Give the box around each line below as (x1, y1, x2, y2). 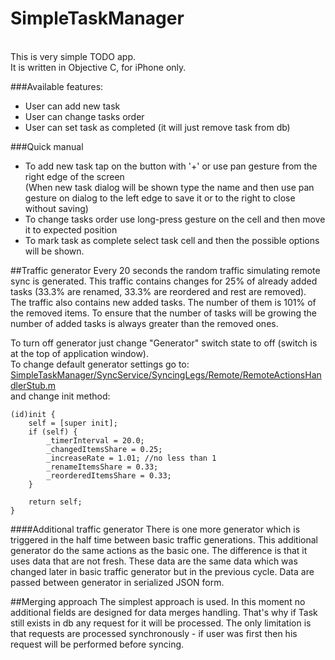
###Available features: (10, 80, 104, 92)
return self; (28, 497, 83, 507)
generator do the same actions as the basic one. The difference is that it (10, 544, 308, 556)
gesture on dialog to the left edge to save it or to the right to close (24, 192, 296, 204)
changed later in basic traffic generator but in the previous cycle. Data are (10, 565, 315, 577)
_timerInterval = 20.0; (46, 435, 145, 446)
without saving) (24, 202, 89, 214)
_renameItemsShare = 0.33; (46, 462, 159, 472)
